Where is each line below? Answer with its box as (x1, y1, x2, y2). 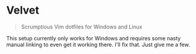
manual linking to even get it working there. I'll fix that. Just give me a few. (6, 41, 190, 48)
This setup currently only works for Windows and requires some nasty (6, 34, 181, 42)
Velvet (6, 4, 39, 17)
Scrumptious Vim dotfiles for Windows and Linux (21, 23, 143, 30)
